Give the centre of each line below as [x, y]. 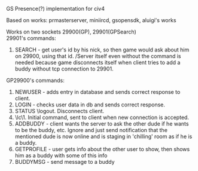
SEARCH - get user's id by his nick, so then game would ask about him [102, 50]
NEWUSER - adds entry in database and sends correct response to [98, 92]
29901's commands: [31, 38]
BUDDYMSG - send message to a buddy [65, 162]
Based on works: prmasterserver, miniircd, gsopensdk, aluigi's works [91, 20]
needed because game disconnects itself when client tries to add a [98, 62]
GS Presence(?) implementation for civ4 [56, 9]
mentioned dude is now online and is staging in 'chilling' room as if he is [103, 136]
